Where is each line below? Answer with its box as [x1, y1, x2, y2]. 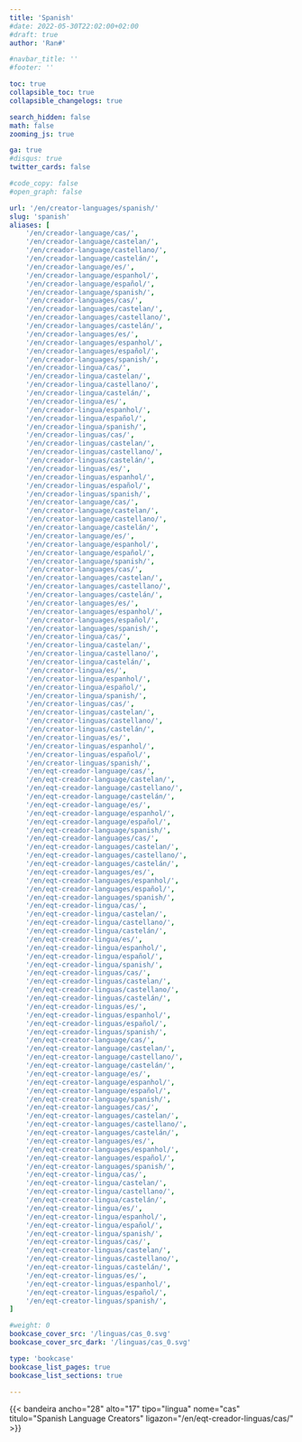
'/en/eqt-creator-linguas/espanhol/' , [25, 1279, 171, 1288]
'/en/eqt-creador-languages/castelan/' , [25, 843, 179, 852]
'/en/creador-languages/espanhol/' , [25, 338, 164, 347]
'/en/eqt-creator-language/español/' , [25, 1086, 171, 1095]
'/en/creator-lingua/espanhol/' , [25, 674, 151, 683]
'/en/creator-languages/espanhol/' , [25, 607, 164, 616]
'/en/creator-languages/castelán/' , [25, 590, 164, 599]
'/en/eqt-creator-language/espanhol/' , [25, 1078, 176, 1087]
